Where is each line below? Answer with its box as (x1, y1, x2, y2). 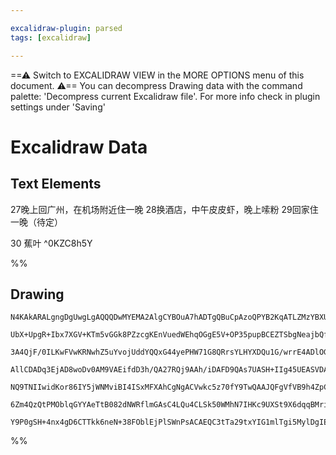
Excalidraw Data (10, 136, 148, 158)
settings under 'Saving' (10, 101, 106, 113)
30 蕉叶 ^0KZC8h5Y (10, 237, 93, 249)
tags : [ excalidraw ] (10, 32, 92, 43)
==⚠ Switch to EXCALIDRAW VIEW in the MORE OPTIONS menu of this (10, 69, 305, 81)
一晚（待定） (10, 216, 63, 228)
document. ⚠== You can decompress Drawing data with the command (10, 79, 303, 91)
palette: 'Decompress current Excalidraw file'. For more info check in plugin (10, 90, 321, 102)
